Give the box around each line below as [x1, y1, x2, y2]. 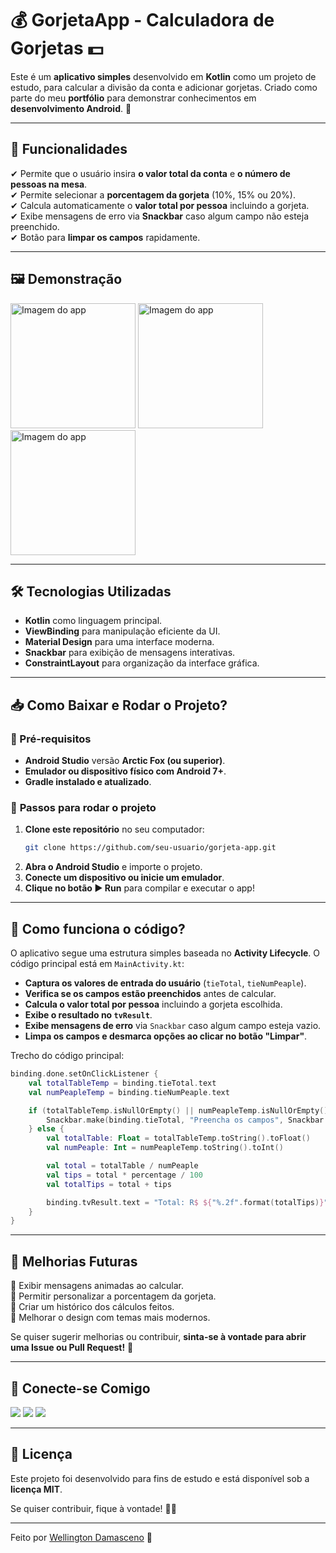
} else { [28, 1124, 65, 1134]
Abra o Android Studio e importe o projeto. [24, 861, 203, 873]
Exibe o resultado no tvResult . [24, 1009, 153, 1021]
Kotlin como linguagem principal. [24, 615, 163, 627]
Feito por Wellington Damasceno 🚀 [10, 1531, 153, 1543]
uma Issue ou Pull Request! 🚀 [10, 1342, 134, 1354]
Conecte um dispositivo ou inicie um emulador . [24, 872, 225, 884]
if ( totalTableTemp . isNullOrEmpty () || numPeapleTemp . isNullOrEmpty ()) [28, 1105, 333, 1116]
